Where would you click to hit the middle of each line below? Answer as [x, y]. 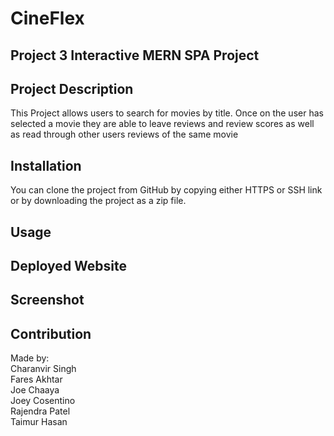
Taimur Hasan [39, 422]
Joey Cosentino [43, 401]
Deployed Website [69, 265]
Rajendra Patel [40, 411]
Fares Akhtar [36, 379]
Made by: [30, 358]
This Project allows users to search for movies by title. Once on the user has [167, 113]
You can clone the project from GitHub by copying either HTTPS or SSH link [166, 190]
